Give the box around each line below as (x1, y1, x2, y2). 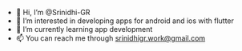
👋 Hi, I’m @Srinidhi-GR (15, 8, 91, 17)
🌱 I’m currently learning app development (15, 25, 153, 33)
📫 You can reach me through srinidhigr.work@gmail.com (15, 33, 206, 43)
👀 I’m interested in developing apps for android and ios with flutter (15, 16, 235, 25)
